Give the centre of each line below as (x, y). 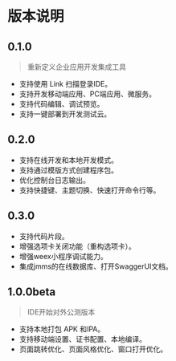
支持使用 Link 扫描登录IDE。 (65, 84)
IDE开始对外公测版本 (61, 312)
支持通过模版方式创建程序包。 (68, 170)
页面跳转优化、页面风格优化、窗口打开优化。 (93, 349)
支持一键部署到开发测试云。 (65, 114)
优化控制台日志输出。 (54, 180)
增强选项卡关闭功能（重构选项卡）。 (77, 246)
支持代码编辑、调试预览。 (61, 104)
